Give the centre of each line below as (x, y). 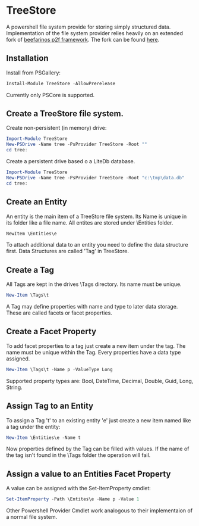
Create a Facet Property (51, 332)
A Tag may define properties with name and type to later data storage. (92, 307)
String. (14, 387)
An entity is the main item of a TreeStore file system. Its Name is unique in (97, 216)
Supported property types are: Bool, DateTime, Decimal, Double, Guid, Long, (100, 381)
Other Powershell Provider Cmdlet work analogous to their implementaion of (99, 511)
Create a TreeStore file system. (65, 114)
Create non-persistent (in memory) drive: (56, 128)
